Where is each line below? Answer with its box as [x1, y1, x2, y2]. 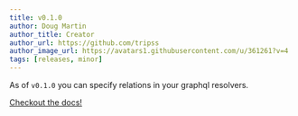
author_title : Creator [9, 30, 95, 39]
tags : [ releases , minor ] [9, 55, 103, 64]
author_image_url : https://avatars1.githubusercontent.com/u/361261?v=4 [9, 47, 289, 56]
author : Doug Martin [9, 22, 88, 31]
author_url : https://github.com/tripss [9, 38, 160, 48]
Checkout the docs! [9, 97, 83, 108]
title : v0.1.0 [9, 13, 63, 22]
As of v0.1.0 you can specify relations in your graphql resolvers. [9, 80, 249, 90]
